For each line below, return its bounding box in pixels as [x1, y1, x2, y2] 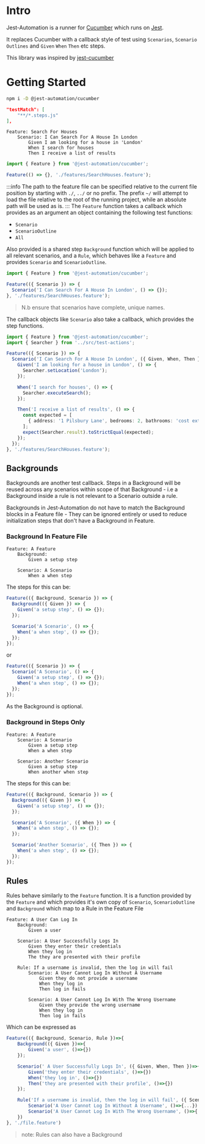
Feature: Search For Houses [6, 129, 78, 135]
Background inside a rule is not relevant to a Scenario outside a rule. [6, 492, 178, 500]
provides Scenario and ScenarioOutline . [6, 259, 107, 266]
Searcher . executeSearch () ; [22, 390, 92, 396]
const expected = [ [22, 412, 72, 419]
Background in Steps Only [6, 718, 85, 726]
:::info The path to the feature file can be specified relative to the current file [6, 183, 197, 190]
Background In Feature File [6, 532, 87, 541]
